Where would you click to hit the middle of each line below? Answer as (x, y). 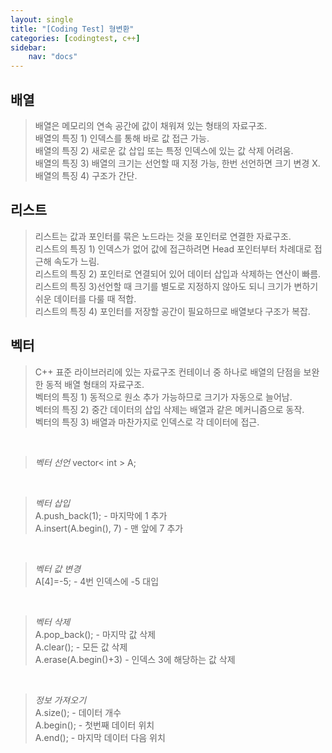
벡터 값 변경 (58, 568)
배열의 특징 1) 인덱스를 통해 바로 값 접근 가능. (122, 138)
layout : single (42, 19)
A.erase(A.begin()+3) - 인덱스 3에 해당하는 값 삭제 (135, 659)
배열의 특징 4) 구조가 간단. (86, 175)
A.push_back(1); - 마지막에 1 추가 (101, 515)
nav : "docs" (53, 57)
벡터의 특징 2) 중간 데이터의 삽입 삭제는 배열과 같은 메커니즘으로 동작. (169, 409)
